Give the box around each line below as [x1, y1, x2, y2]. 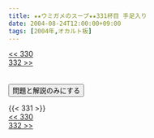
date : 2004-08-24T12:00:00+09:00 [8, 19, 122, 28]
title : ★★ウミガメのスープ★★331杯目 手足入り [8, 11, 148, 20]
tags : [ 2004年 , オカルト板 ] [8, 27, 92, 35]
